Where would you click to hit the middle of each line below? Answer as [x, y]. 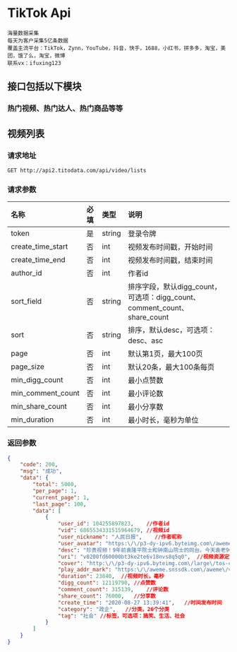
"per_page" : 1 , [55, 491]
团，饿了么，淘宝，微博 [36, 55]
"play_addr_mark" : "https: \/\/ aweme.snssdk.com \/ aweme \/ [143, 570]
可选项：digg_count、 [164, 297]
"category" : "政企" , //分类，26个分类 [114, 609]
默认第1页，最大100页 [165, 354]
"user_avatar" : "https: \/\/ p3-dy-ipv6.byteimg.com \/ [137, 543]
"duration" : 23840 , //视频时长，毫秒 [111, 576]
